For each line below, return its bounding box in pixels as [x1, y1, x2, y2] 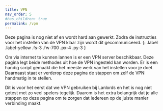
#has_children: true [5, 16, 48, 21]
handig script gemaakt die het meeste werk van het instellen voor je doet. [5, 65, 154, 71]
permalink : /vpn [5, 21, 38, 26]
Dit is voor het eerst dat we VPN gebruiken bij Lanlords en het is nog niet [5, 84, 152, 91]
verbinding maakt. [5, 100, 42, 106]
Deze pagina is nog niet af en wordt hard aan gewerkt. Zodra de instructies [5, 34, 157, 40]
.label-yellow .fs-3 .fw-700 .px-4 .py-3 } [5, 45, 86, 51]
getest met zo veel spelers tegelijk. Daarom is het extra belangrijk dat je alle [5, 90, 158, 96]
